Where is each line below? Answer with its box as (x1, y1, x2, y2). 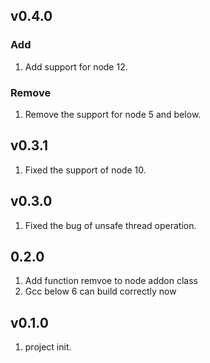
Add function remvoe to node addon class (24, 275, 198, 287)
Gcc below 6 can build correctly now (24, 285, 177, 298)
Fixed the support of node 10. (24, 164, 147, 176)
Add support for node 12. (24, 60, 128, 73)
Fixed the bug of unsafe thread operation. (24, 219, 197, 231)
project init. (24, 341, 72, 353)
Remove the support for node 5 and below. (24, 108, 202, 120)
